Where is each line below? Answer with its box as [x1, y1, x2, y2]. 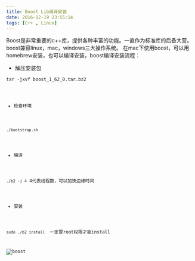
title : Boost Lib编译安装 [6, 8, 67, 15]
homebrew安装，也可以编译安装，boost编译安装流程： [6, 52, 141, 59]
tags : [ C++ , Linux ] [6, 20, 58, 26]
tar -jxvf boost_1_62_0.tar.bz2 [6, 76, 86, 82]
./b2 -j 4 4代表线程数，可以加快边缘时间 [6, 177, 94, 184]
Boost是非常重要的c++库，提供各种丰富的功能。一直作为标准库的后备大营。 [6, 37, 193, 44]
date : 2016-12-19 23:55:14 [6, 14, 73, 20]
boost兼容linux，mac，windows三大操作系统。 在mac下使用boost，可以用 [6, 44, 190, 51]
